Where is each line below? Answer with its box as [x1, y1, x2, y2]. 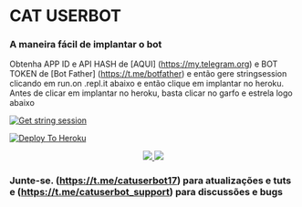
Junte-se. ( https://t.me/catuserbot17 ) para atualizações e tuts [9, 174, 292, 187]
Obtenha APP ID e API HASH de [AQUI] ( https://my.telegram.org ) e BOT [9, 58, 278, 69]
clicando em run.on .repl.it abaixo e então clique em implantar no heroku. [9, 78, 285, 89]
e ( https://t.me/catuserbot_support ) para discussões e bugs [9, 186, 283, 199]
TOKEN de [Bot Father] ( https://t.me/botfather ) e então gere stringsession [9, 68, 287, 79]
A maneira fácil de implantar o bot [9, 38, 162, 51]
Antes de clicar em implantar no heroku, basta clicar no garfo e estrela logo [9, 88, 294, 98]
